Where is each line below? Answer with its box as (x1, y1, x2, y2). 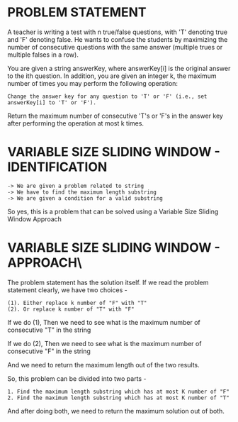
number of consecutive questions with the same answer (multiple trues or (7, 43, 223, 51)
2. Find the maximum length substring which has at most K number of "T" (7, 394, 230, 401)
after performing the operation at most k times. (7, 118, 144, 128)
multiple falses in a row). (7, 50, 79, 59)
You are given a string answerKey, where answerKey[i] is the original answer (7, 64, 231, 72)
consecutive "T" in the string (7, 326, 91, 334)
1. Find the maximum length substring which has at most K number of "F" (7, 388, 230, 395)
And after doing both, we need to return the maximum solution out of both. (7, 406, 225, 415)
